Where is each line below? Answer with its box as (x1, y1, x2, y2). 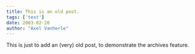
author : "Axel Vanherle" (6, 25, 69, 31)
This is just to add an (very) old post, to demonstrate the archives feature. (6, 42, 190, 49)
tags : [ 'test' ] (6, 14, 45, 20)
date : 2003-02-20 (6, 20, 50, 26)
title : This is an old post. (6, 8, 80, 15)
